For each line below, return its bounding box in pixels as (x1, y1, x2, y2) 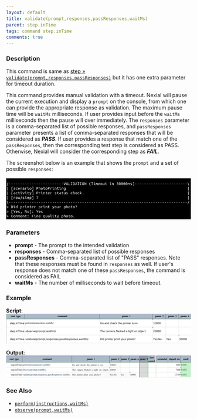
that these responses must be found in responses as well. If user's (14, 261, 174, 268)
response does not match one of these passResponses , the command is (14, 267, 186, 274)
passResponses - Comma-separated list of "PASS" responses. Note (14, 254, 181, 261)
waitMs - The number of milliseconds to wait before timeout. (14, 280, 162, 287)
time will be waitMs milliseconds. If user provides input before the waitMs (6, 111, 181, 118)
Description (6, 55, 40, 63)
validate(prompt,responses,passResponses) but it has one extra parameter (6, 74, 186, 81)
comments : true (6, 34, 43, 41)
